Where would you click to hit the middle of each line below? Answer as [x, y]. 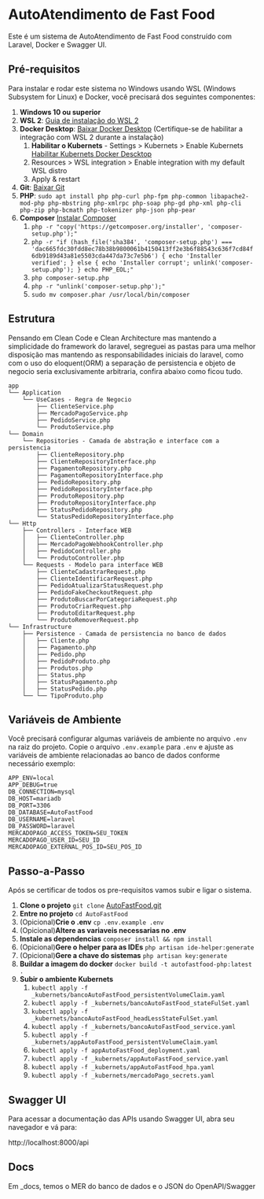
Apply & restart [55, 179]
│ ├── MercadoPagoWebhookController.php [93, 544]
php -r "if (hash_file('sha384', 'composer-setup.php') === [132, 242]
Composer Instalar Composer [68, 217]
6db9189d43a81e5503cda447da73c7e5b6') [95, 256]
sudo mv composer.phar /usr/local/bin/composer [110, 294]
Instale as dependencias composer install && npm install [116, 939]
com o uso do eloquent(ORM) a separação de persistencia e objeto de [122, 363]
